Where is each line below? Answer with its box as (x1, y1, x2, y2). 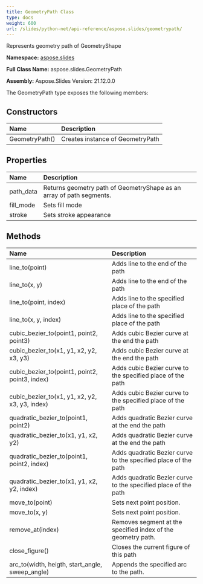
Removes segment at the (111, 517, 182, 526)
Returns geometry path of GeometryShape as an (43, 183, 181, 192)
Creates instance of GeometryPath (61, 135, 160, 143)
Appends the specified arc (111, 560, 187, 568)
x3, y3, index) (9, 400, 48, 408)
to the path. (111, 568, 144, 576)
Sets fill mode (43, 201, 83, 209)
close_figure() (9, 547, 50, 555)
